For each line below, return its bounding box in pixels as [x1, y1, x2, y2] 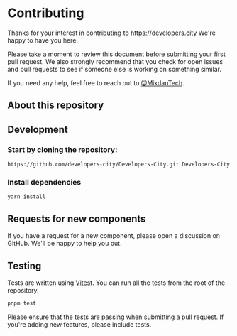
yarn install [7, 193, 46, 200]
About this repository [7, 99, 104, 112]
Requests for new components [7, 212, 146, 224]
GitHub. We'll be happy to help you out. [7, 239, 122, 248]
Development [7, 123, 69, 136]
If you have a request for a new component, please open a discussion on [7, 232, 221, 240]
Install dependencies [7, 177, 82, 187]
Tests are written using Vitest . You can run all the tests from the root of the [7, 278, 226, 287]
